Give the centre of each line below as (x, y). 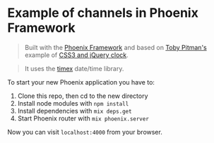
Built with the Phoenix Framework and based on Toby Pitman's (115, 47)
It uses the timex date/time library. (74, 68)
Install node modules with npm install (73, 103)
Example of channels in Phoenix (103, 13)
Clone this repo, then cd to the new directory (83, 96)
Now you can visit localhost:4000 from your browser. (85, 132)
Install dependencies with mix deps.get (75, 111)
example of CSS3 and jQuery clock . (76, 55)
